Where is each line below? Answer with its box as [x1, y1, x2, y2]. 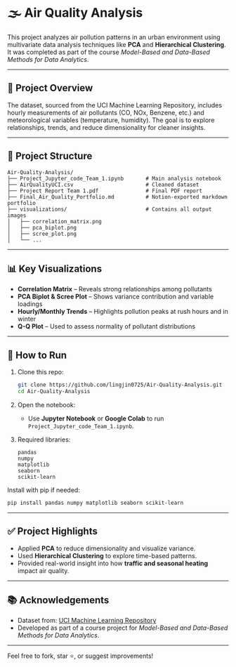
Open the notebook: [17, 400, 76, 409]
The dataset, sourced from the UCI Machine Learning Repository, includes [7, 100, 223, 109]
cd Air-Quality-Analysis [17, 388, 91, 395]
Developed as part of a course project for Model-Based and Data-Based [17, 623, 228, 632]
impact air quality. [17, 566, 70, 575]
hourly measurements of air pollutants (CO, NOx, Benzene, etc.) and [7, 108, 205, 117]
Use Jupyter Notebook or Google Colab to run [27, 414, 164, 423]
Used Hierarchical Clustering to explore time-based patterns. [17, 551, 197, 560]
